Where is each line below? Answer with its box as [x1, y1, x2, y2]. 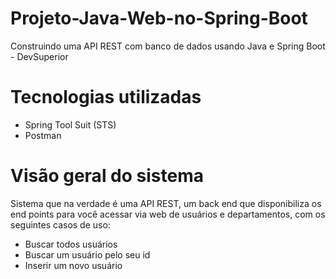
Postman [24, 129, 62, 141]
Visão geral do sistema [10, 165, 204, 187]
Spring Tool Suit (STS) [24, 118, 117, 131]
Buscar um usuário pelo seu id [24, 248, 151, 261]
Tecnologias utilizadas [10, 86, 202, 109]
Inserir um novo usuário [24, 259, 123, 271]
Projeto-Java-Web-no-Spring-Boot [10, 7, 308, 30]
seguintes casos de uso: [10, 218, 111, 231]
